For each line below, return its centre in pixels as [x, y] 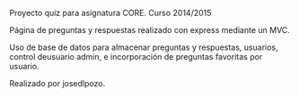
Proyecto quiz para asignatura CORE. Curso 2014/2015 [110, 13]
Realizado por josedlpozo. [57, 83]
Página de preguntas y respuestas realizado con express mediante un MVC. [149, 30]
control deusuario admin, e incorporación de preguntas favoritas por [136, 57]
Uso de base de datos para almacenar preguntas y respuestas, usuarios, [144, 47]
